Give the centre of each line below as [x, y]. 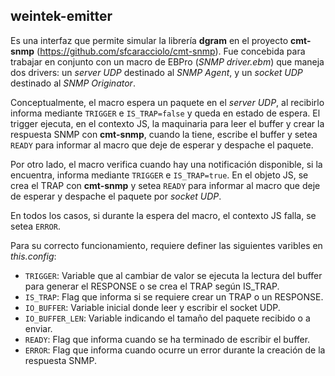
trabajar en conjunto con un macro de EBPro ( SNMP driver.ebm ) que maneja [167, 61]
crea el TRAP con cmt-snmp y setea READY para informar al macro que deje [165, 185]
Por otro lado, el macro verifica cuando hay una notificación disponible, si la [166, 164]
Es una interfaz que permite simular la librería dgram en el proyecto [149, 40]
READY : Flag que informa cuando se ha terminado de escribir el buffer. [167, 339]
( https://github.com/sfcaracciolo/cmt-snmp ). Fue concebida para [171, 51]
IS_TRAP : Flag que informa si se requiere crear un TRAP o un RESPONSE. [174, 296]
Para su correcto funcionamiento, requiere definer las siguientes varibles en [166, 245]
